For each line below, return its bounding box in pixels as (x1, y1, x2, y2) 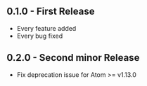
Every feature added (16, 24, 77, 32)
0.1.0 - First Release (6, 6, 95, 17)
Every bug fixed (16, 31, 63, 40)
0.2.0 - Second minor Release (6, 52, 140, 64)
